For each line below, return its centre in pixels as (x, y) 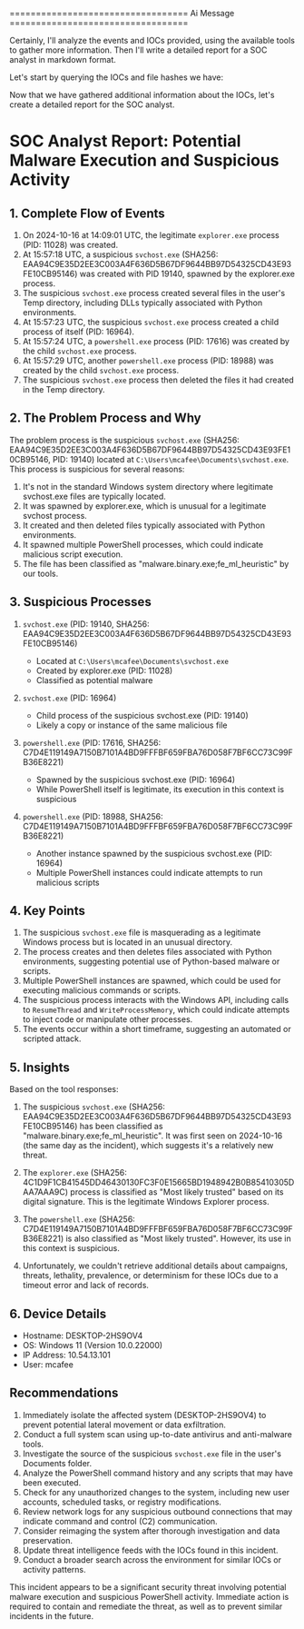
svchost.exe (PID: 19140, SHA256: (86, 624)
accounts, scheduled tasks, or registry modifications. (122, 1502)
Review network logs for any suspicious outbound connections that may (157, 1511)
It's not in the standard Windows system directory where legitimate (148, 486)
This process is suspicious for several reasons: (97, 469)
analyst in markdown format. (63, 60)
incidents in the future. (51, 1615)
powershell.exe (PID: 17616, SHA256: (92, 742)
